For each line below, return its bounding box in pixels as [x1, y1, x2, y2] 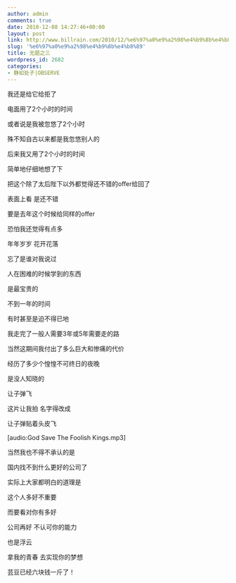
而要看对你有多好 [7, 508, 57, 516]
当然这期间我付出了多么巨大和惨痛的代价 [7, 344, 124, 352]
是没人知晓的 [7, 374, 44, 383]
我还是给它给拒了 [7, 90, 57, 98]
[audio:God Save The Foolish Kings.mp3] [7, 433, 126, 441]
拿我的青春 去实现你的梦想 [7, 553, 83, 561]
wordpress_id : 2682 [7, 56, 65, 63]
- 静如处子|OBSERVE [7, 69, 60, 76]
